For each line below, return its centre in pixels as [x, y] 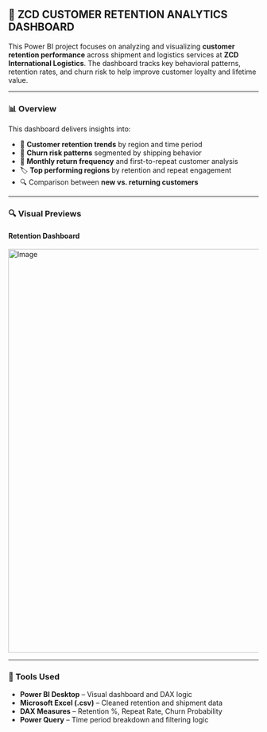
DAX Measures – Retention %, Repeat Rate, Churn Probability [121, 711]
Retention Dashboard [44, 236]
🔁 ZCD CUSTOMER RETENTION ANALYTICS [118, 15]
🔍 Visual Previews [45, 214]
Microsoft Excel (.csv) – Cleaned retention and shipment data [121, 703]
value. [18, 80]
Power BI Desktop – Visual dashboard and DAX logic [106, 694]
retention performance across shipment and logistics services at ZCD [124, 55]
